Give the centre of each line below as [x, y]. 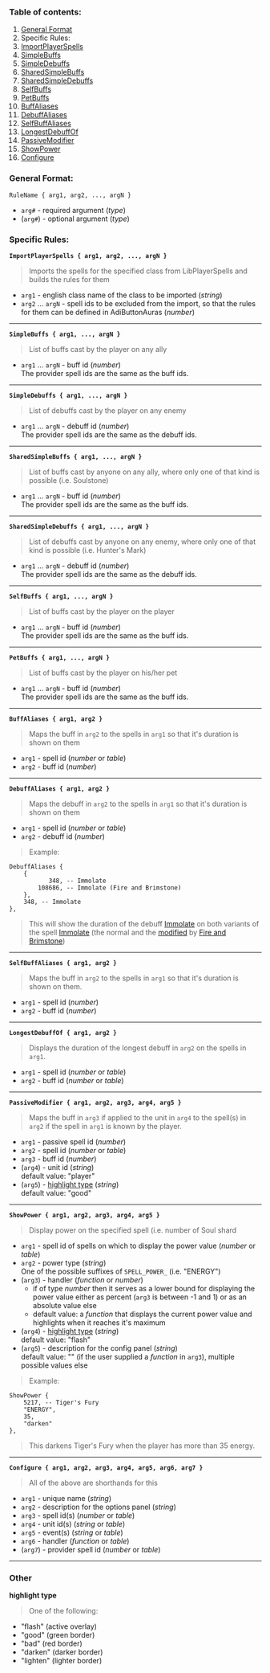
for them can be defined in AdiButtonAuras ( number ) [108, 312]
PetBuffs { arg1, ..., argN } [60, 657]
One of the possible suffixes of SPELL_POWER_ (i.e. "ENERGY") [121, 1271]
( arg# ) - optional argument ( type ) [75, 219]
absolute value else [64, 1305]
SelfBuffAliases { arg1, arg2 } [63, 963]
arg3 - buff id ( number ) [58, 1159]
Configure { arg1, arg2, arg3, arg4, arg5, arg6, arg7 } [106, 1468]
